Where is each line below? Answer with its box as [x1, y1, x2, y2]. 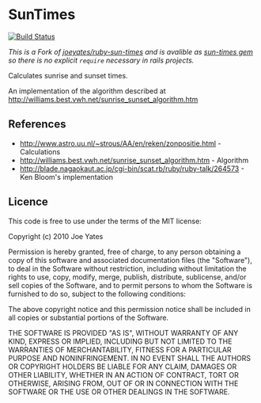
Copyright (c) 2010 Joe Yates [8, 231, 104, 241]
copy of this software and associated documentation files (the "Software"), [8, 255, 253, 264]
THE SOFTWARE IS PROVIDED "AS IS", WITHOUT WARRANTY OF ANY [8, 328, 239, 337]
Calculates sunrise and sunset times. [8, 70, 128, 80]
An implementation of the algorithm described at [8, 86, 166, 96]
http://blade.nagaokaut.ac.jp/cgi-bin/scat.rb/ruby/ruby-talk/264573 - [19, 164, 245, 173]
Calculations [19, 146, 61, 156]
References [8, 117, 66, 131]
